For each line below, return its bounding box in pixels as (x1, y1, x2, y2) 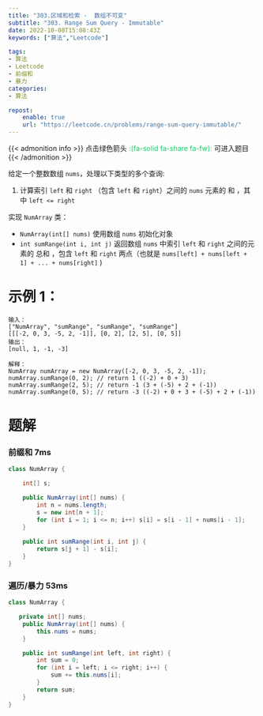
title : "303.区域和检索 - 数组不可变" (8, 11, 128, 20)
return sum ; (36, 685, 77, 694)
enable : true (22, 114, 66, 122)
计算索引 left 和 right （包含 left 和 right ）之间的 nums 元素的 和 (19, 186, 235, 194)
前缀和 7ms (8, 447, 51, 458)
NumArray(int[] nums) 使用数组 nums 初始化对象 (19, 229, 174, 238)
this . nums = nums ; (36, 627, 97, 635)
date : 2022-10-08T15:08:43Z (8, 26, 101, 34)
